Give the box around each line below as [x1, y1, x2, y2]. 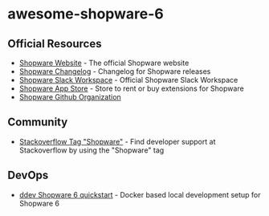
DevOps [7, 169, 49, 182]
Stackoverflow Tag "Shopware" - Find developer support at [18, 137, 216, 146]
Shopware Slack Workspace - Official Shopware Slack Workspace [18, 75, 238, 84]
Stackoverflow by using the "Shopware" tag [18, 145, 165, 155]
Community [7, 116, 68, 129]
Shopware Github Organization [18, 92, 121, 101]
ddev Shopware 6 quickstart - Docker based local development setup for [18, 190, 262, 199]
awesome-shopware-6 [7, 5, 164, 23]
